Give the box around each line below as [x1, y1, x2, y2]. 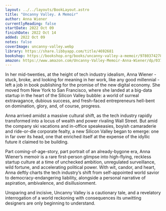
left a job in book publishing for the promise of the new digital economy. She [5, 82, 161, 88]
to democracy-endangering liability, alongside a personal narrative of [5, 175, 146, 181]
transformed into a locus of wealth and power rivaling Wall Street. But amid [5, 118, 158, 124]
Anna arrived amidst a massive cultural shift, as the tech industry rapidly [5, 112, 152, 119]
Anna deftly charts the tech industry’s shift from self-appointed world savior [5, 169, 160, 176]
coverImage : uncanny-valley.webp [5, 44, 74, 49]
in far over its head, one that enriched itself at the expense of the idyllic [5, 134, 150, 140]
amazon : [5, 58, 21, 63]
